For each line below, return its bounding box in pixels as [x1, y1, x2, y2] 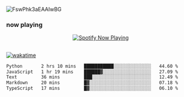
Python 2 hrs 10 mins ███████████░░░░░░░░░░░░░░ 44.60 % [6, 63, 179, 69]
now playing [6, 20, 43, 29]
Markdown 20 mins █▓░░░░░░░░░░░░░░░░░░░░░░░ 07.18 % [6, 80, 179, 86]
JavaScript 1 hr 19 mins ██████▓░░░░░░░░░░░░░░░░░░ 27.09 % [6, 69, 179, 75]
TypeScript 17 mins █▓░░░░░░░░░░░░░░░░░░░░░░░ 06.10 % [6, 86, 179, 92]
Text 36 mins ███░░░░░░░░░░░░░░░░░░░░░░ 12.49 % [6, 74, 179, 80]
